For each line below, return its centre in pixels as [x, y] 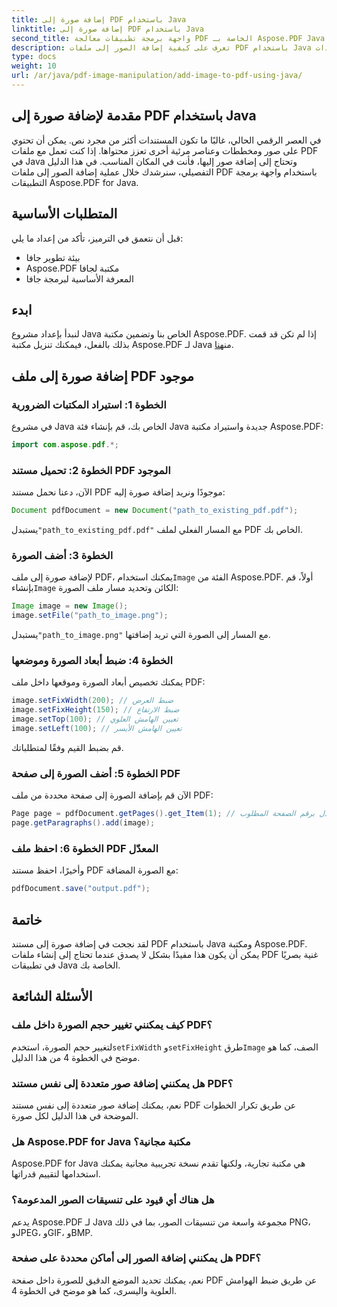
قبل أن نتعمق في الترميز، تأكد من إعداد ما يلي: [97, 238]
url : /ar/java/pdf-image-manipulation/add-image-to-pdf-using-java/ [157, 76]
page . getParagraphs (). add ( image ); [83, 823]
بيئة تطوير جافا [53, 257]
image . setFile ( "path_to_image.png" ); [90, 616]
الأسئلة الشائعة [52, 996]
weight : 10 [34, 66]
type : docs [34, 57]
